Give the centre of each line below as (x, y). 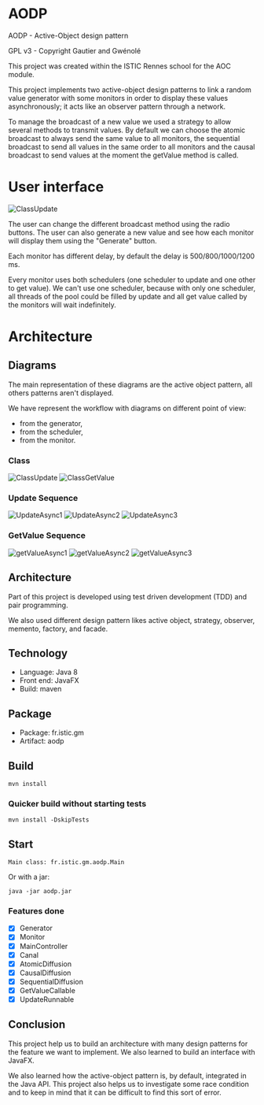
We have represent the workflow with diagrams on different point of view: (127, 408)
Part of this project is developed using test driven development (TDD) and (128, 596)
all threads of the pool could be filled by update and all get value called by (128, 296)
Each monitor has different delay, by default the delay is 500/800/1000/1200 (132, 256)
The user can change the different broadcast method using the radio (119, 224)
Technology (38, 653)
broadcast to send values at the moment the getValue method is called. (123, 155)
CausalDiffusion (45, 973)
